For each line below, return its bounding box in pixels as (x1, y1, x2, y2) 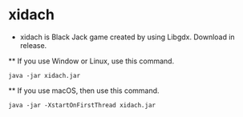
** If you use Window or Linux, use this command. (8, 56, 175, 66)
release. (19, 40, 47, 50)
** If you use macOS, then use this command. (8, 86, 160, 95)
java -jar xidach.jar (8, 71, 81, 79)
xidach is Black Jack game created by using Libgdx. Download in (19, 32, 235, 42)
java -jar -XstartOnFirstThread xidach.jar (8, 101, 156, 109)
